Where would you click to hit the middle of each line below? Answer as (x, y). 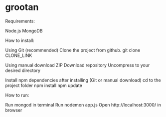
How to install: (20, 40)
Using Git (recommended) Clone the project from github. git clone (73, 50)
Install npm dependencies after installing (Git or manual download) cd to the (83, 80)
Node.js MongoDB (24, 30)
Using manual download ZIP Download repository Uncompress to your (78, 65)
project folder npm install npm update (44, 85)
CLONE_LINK (19, 55)
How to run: (17, 95)
